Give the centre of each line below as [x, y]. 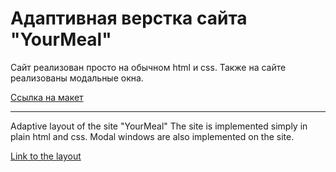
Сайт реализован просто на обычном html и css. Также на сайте [148, 67]
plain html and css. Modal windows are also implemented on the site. [152, 136]
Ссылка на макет [47, 97]
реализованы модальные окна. [77, 78]
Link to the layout [46, 156]
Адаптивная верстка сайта [129, 18]
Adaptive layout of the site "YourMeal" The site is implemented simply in [159, 126]
